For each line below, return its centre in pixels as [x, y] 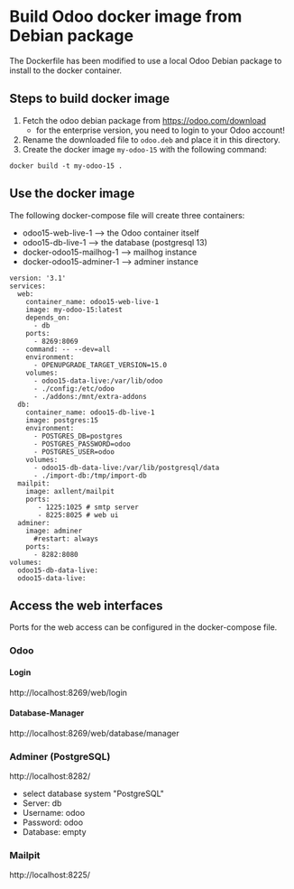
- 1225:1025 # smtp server [88, 507]
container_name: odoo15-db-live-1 [90, 412]
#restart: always [66, 539]
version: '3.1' [38, 278]
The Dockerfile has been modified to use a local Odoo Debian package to [146, 60]
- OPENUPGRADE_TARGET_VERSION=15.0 [100, 365]
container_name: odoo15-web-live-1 [92, 301]
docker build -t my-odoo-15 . [66, 166]
